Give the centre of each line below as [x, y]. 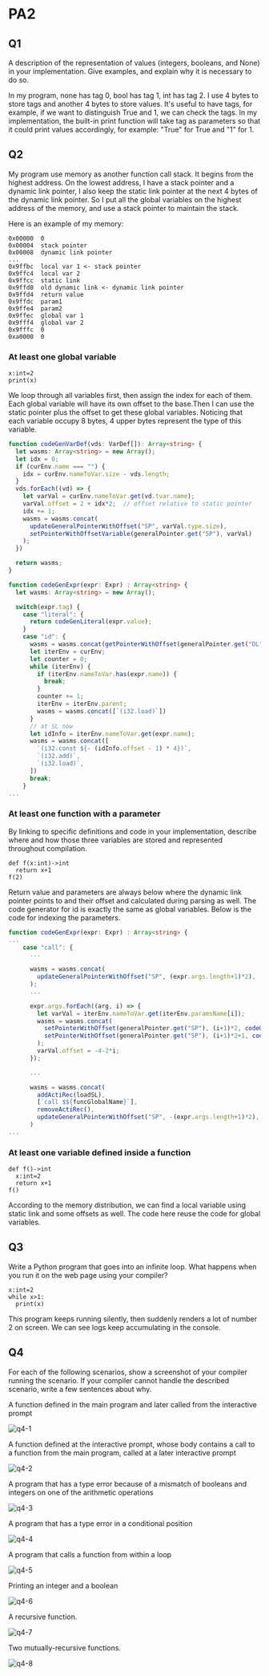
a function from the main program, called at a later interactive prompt [122, 1452]
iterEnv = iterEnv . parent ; [82, 704]
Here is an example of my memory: [66, 223]
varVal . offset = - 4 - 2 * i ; [78, 1051]
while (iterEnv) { [60, 667]
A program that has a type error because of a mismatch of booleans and [128, 1483]
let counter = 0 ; [58, 659]
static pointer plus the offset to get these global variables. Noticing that [125, 412]
